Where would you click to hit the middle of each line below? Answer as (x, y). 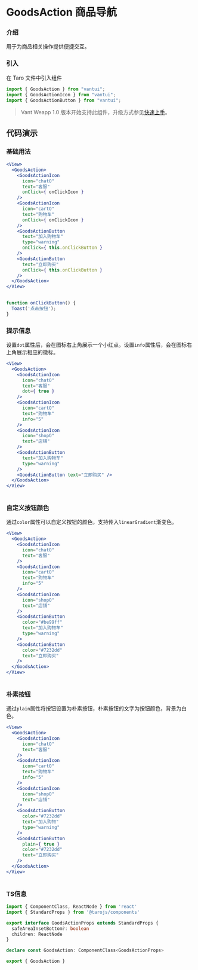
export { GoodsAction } (36, 961)
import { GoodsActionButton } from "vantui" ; (64, 100)
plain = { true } (41, 844)
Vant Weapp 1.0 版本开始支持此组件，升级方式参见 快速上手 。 (95, 112)
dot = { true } (38, 391)
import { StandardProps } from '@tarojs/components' (73, 912)
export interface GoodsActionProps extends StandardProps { (83, 923)
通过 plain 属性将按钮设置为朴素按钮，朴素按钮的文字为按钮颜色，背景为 (94, 709)
